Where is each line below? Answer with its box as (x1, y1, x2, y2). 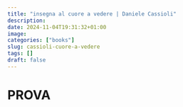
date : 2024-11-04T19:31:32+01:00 (7, 23, 107, 30)
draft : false (7, 57, 46, 64)
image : (7, 30, 27, 38)
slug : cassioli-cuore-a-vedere (7, 43, 100, 50)
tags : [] (7, 50, 33, 57)
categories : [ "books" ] (7, 37, 75, 44)
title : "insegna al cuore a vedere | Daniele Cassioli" (7, 10, 177, 18)
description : (7, 17, 46, 24)
